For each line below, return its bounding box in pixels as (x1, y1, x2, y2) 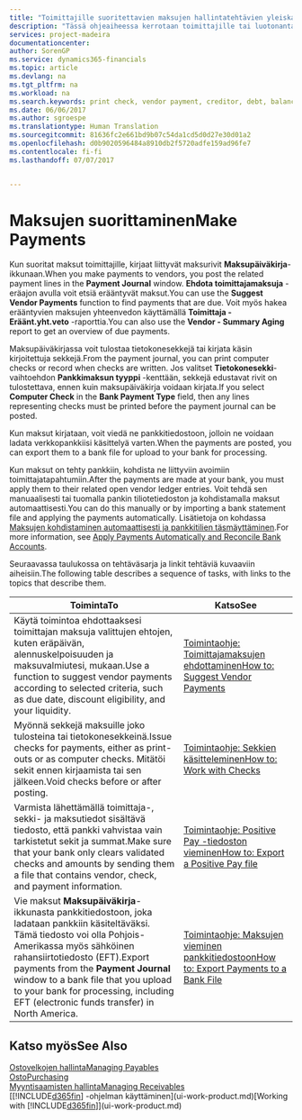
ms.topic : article (9, 64, 78, 73)
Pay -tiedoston (182, 835, 247, 848)
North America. (13, 1007, 78, 1020)
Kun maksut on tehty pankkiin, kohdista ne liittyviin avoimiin (9, 465, 230, 476)
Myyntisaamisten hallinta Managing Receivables (9, 1081, 185, 1092)
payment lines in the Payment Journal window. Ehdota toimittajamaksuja (9, 278, 284, 289)
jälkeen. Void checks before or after (13, 776, 162, 788)
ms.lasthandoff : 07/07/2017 (9, 155, 115, 165)
